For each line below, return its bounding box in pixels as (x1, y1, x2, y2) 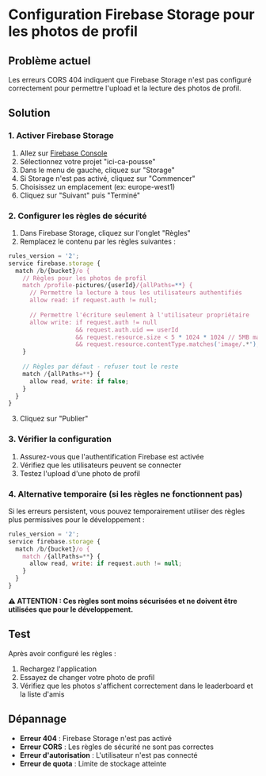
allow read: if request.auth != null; (28, 296, 158, 305)
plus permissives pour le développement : (8, 514, 145, 524)
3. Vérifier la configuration (8, 434, 112, 445)
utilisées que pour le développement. (8, 605, 134, 614)
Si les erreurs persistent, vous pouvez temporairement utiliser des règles (8, 506, 245, 516)
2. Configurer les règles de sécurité (8, 210, 147, 221)
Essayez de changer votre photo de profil (19, 672, 155, 682)
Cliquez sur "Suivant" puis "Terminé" (19, 190, 141, 200)
